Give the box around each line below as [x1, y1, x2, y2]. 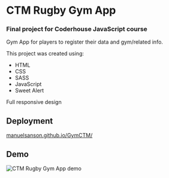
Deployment [6, 116, 53, 126]
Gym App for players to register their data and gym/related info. [6, 38, 164, 45]
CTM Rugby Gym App [6, 4, 116, 17]
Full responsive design [6, 99, 62, 106]
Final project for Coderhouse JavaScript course [6, 25, 148, 33]
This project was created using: [6, 50, 84, 57]
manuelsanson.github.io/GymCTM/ [6, 132, 93, 139]
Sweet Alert [14, 87, 44, 94]
